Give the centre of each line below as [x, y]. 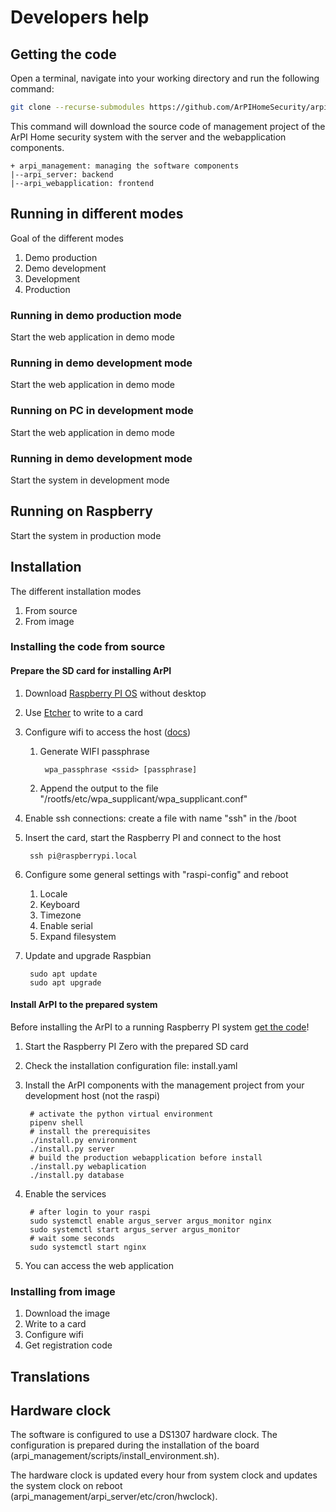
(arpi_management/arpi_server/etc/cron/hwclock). [114, 1497]
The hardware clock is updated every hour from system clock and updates [164, 1475]
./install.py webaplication [88, 1166]
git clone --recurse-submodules [77, 107]
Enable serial [66, 925]
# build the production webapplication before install [146, 1157]
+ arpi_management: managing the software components [125, 166]
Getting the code [63, 54]
